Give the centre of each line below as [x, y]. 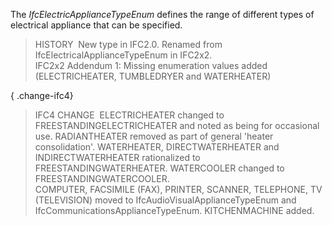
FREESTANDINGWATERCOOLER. [102, 178]
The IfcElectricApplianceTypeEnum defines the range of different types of [162, 14]
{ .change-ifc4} [42, 95]
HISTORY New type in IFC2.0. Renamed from [128, 44]
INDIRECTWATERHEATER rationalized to [117, 157]
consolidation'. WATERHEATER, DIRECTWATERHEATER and [157, 147]
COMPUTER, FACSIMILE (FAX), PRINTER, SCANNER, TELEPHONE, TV [178, 189]
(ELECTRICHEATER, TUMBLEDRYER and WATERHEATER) [153, 76]
